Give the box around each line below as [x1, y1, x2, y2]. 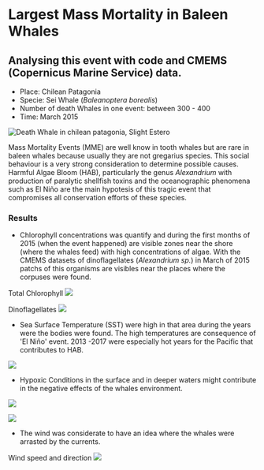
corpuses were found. [19, 272, 92, 282]
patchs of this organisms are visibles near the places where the [19, 264, 226, 274]
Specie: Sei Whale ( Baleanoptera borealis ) [19, 95, 158, 104]
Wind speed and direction [8, 453, 92, 463]
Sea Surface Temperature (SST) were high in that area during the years [19, 320, 251, 330]
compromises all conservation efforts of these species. [8, 193, 188, 202]
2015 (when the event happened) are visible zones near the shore [19, 239, 233, 248]
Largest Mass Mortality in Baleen [8, 6, 229, 24]
